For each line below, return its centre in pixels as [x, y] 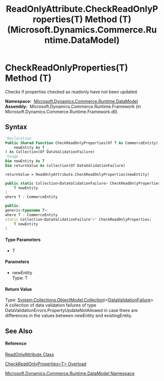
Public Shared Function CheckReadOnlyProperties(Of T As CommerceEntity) [82, 143]
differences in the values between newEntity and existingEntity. [69, 316]
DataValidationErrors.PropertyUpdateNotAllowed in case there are [72, 310]
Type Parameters [23, 240]
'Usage [12, 157]
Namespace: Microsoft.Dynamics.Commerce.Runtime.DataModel [72, 101]
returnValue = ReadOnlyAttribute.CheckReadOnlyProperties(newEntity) [77, 174]
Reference [16, 343]
